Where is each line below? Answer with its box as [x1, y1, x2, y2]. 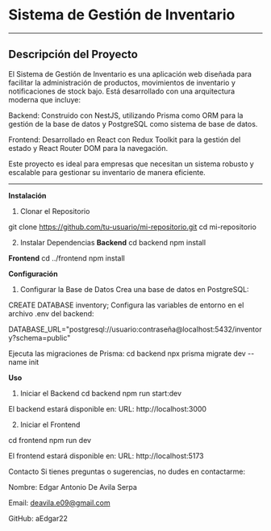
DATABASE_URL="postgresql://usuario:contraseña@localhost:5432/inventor [8, 324, 262, 334]
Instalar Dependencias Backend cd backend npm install [19, 237, 206, 247]
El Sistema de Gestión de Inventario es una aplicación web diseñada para [8, 69, 252, 78]
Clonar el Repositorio [19, 206, 90, 215]
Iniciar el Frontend [19, 420, 81, 429]
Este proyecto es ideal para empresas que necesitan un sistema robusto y [8, 159, 254, 169]
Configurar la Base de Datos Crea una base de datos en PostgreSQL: [19, 284, 249, 294]
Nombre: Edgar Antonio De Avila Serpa [8, 482, 137, 491]
